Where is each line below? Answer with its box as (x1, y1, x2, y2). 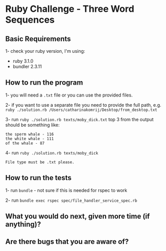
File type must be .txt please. (5, 160, 75, 165)
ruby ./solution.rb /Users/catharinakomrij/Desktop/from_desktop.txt (5, 107, 158, 112)
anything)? (5, 220, 41, 229)
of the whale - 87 (5, 141, 45, 146)
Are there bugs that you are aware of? (5, 237, 129, 246)
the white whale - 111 (5, 136, 54, 141)
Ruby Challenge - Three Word (5, 3, 135, 15)
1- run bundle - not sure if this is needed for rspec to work (5, 187, 127, 193)
